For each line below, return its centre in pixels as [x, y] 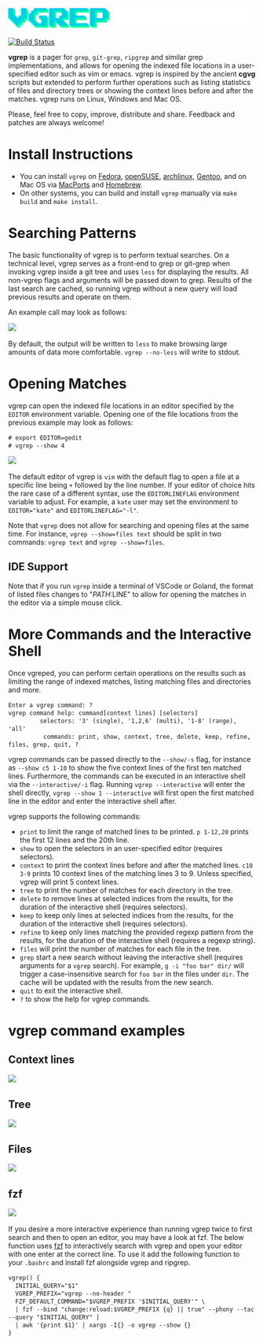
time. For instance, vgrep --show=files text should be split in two [115, 534]
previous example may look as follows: [71, 423]
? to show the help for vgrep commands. [85, 999]
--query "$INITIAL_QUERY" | [54, 1318]
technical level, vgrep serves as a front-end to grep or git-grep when [119, 264]
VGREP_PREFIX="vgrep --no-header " [73, 1294]
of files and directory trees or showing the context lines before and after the [131, 91]
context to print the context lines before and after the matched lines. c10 [136, 865]
